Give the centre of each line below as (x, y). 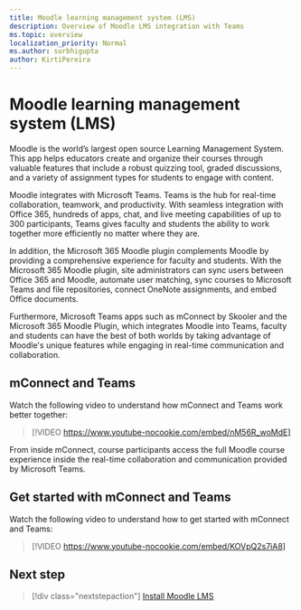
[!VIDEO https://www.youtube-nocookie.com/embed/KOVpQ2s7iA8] (159, 546)
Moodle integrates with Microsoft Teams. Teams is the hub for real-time (143, 194)
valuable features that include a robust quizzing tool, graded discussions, (146, 167)
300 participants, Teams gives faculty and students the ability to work (139, 223)
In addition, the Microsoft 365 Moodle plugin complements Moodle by (139, 250)
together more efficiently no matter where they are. (105, 233)
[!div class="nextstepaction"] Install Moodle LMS (122, 596)
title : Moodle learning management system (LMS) (103, 18)
